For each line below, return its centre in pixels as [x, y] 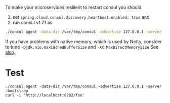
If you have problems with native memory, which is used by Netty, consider [83, 41]
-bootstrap [17, 91]
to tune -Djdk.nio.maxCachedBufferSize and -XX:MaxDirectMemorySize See [82, 47]
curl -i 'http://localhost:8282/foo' [45, 95]
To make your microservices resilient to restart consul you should [73, 7]
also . [10, 52]
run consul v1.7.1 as [32, 23]
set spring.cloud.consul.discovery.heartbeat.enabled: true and [81, 17]
